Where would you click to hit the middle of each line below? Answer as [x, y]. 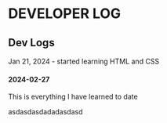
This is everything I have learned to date [73, 97]
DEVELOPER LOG [65, 14]
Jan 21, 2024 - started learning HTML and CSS [84, 61]
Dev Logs [31, 43]
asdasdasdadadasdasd [45, 112]
